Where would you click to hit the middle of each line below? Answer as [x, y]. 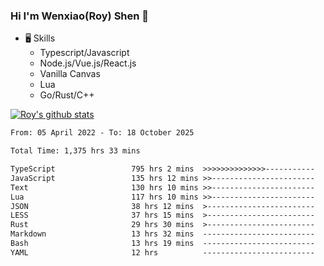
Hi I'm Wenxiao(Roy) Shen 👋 [80, 16]
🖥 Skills [40, 38]
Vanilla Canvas [70, 74]
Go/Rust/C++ [67, 95]
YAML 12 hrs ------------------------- [162, 252]
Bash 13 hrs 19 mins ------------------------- [162, 244]
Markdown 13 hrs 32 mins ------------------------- [162, 234]
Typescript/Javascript [84, 53]
